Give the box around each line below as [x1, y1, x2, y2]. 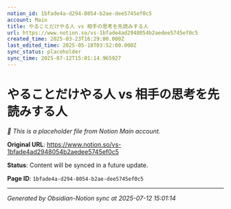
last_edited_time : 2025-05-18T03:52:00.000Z [7, 42, 137, 49]
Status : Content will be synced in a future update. [7, 161, 148, 169]
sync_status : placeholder [7, 49, 81, 56]
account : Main [7, 16, 48, 23]
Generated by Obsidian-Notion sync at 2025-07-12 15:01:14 [7, 194, 177, 202]
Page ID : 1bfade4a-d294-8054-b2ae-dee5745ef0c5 [7, 174, 144, 182]
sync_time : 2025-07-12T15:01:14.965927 [7, 55, 122, 62]
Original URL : [7, 140, 46, 148]
